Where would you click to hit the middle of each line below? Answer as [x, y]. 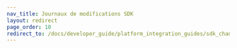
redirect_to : [26, 34]
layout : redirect [32, 20]
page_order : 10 [29, 27]
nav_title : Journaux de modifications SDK [70, 14]
